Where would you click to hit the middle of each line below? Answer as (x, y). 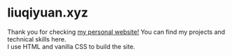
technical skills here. (37, 39)
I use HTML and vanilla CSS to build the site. (71, 46)
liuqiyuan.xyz (48, 13)
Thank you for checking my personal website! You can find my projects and (116, 32)
